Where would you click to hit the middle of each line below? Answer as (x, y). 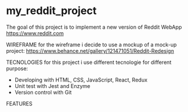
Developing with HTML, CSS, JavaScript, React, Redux (81, 80)
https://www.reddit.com (35, 33)
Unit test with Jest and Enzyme (52, 86)
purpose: (17, 68)
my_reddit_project (52, 11)
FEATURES (19, 103)
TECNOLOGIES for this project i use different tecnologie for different (89, 62)
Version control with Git (43, 92)
